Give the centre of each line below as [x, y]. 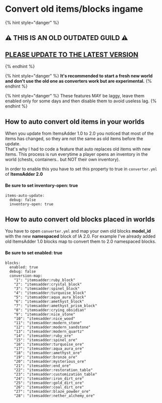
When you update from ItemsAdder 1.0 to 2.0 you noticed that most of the [80, 133]
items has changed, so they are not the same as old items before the [74, 139]
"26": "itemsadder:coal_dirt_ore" [49, 387]
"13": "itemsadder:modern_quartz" [49, 332]
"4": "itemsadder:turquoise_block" [50, 293]
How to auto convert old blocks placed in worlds [80, 219]
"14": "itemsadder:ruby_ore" [44, 336]
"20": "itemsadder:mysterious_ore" [50, 362]
